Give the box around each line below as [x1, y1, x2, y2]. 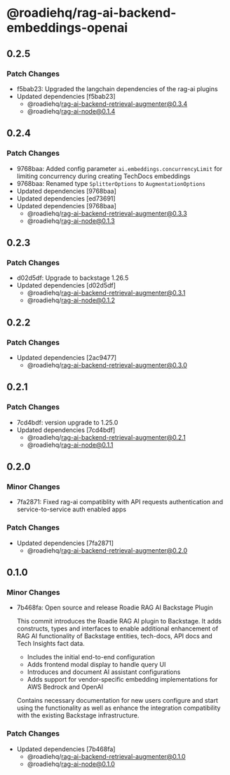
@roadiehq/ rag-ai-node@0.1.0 [27, 760, 115, 768]
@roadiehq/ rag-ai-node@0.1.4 [27, 107, 116, 115]
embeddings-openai [6, 20, 128, 36]
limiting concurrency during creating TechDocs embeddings [16, 172, 191, 180]
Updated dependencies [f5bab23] [16, 92, 116, 100]
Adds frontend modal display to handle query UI [27, 661, 166, 669]
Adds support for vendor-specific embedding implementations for [27, 675, 218, 684]
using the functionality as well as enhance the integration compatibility [16, 703, 221, 713]
